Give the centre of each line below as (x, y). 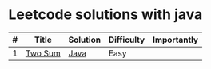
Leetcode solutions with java (105, 15)
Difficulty (127, 40)
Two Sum (43, 53)
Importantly (175, 40)
